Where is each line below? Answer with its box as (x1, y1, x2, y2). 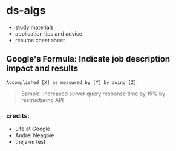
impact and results (6, 63, 79, 74)
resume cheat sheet (15, 36, 65, 43)
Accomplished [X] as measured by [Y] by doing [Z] (6, 79, 137, 85)
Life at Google (15, 125, 50, 133)
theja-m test (15, 138, 46, 146)
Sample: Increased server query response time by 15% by (21, 90, 166, 97)
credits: (6, 111, 30, 120)
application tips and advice (15, 30, 83, 37)
